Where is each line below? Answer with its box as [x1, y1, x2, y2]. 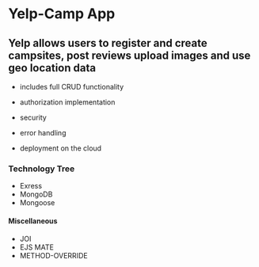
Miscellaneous [8, 216, 58, 226]
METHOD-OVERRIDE [19, 250, 89, 260]
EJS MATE [19, 242, 54, 252]
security [19, 113, 48, 122]
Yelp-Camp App [8, 5, 116, 23]
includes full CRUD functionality [19, 82, 124, 91]
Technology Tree [8, 163, 75, 174]
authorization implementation [19, 97, 116, 107]
